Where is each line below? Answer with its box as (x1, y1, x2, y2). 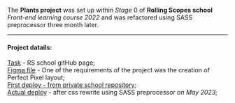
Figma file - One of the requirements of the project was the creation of (7, 66, 210, 74)
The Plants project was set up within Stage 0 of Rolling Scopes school (7, 6, 213, 14)
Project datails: (7, 43, 52, 51)
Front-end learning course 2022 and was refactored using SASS (7, 13, 193, 22)
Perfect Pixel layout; (7, 73, 65, 82)
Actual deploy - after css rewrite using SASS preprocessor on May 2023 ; (7, 88, 218, 97)
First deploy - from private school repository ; (7, 81, 137, 89)
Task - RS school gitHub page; (7, 58, 96, 67)
